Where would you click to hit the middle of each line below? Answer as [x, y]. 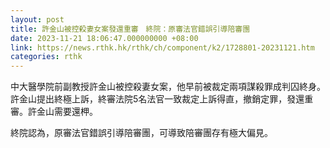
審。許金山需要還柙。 [54, 112]
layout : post [37, 19]
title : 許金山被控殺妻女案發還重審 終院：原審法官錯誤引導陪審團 [130, 29]
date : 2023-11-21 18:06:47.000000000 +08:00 [104, 38]
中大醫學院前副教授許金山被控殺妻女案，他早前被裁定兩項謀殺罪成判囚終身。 [168, 87]
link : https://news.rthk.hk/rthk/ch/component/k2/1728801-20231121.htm [162, 47]
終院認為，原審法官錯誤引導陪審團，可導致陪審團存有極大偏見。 [141, 133]
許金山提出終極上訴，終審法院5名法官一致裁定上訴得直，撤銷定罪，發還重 [162, 99]
